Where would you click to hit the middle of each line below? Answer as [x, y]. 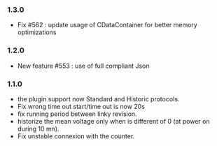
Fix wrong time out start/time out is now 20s [81, 106]
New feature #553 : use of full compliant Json [83, 66]
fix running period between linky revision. [77, 114]
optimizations [37, 32]
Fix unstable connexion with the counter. [76, 136]
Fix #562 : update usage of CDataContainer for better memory [107, 25]
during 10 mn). [38, 129]
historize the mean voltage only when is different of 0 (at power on [113, 121]
